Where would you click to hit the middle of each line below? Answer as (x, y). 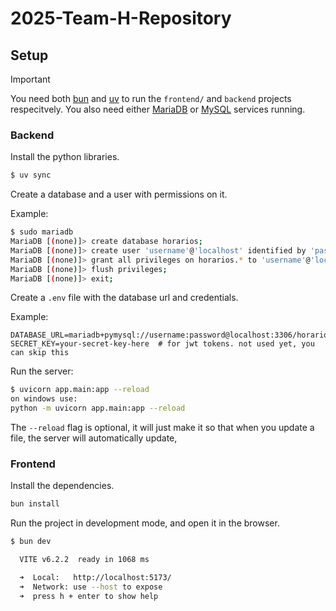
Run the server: (42, 371)
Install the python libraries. (65, 157)
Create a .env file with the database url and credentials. (124, 298)
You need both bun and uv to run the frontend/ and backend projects (151, 98)
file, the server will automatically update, (94, 438)
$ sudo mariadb (42, 232)
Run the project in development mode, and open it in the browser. (145, 523)
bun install (35, 504)
